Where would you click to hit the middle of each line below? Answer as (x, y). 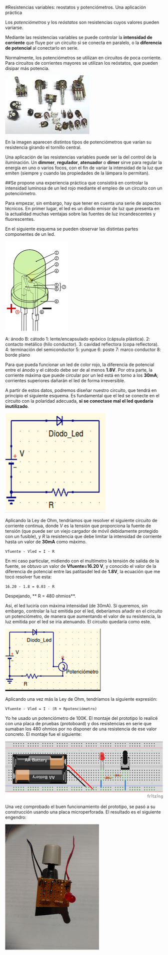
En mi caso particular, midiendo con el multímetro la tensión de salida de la (82, 561)
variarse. (14, 28)
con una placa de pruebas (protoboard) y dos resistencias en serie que (78, 724)
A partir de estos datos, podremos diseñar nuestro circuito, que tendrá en (81, 390)
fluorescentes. (20, 219)
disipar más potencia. (27, 68)
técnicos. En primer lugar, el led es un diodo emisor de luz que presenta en (82, 208)
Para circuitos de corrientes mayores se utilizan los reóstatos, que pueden (82, 63)
